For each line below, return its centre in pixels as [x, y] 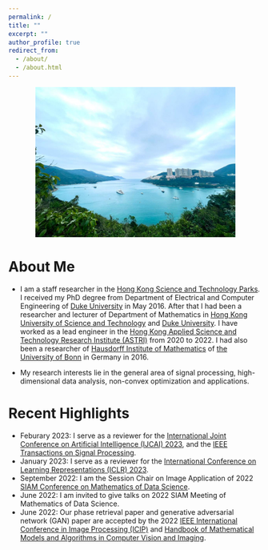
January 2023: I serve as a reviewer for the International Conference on [138, 461]
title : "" [25, 25]
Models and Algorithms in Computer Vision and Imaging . [113, 537]
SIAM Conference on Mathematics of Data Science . [105, 486]
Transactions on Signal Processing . [78, 452]
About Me [42, 267]
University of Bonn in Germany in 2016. [84, 357]
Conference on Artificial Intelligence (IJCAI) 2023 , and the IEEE [124, 444]
